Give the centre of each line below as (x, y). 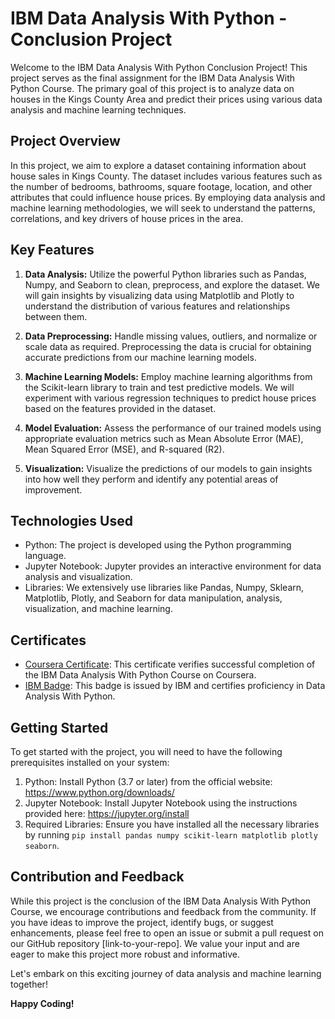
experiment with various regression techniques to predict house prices (170, 398)
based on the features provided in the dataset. (120, 408)
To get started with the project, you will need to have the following (146, 751)
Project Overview (65, 141)
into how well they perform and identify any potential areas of (151, 479)
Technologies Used (71, 520)
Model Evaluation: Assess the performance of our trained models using (173, 428)
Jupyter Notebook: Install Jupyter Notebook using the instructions (161, 803)
